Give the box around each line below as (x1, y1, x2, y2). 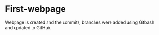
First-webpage (5, 3, 66, 15)
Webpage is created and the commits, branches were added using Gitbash (5, 19, 155, 25)
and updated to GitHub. (5, 24, 52, 30)
